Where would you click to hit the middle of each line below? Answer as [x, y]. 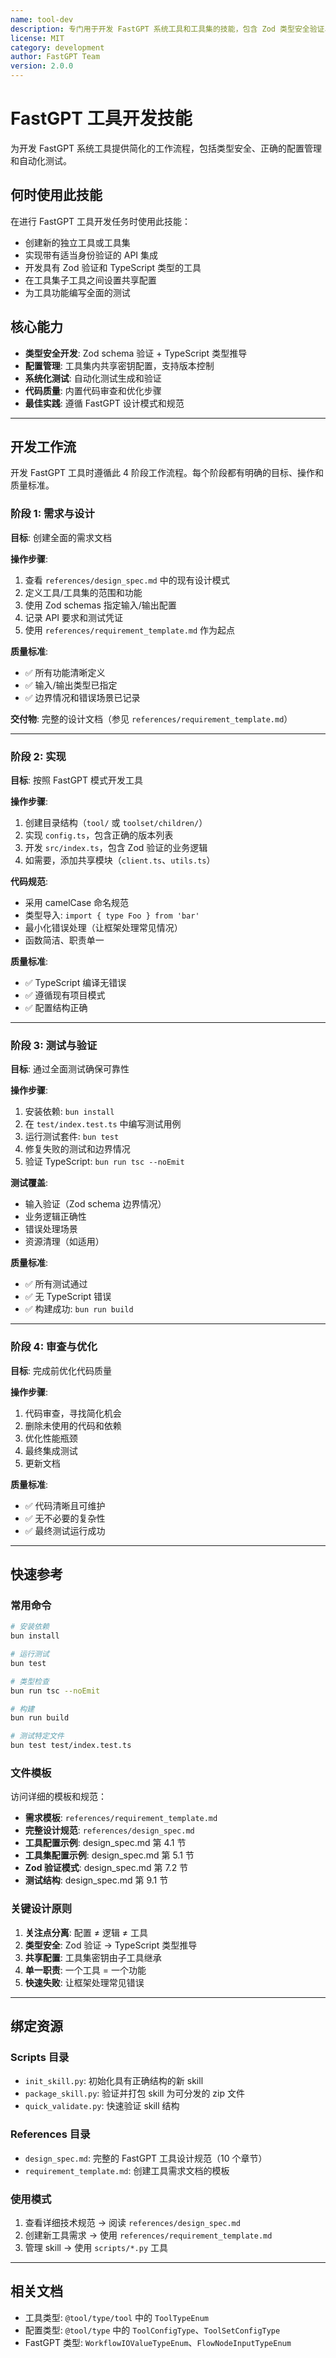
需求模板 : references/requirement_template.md [121, 1818]
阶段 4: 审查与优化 [54, 1347]
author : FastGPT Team [55, 57]
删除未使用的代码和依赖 [73, 1425]
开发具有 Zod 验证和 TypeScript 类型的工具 [113, 267]
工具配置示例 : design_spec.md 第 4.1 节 [105, 1843]
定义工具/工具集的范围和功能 [83, 592]
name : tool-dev [42, 19]
